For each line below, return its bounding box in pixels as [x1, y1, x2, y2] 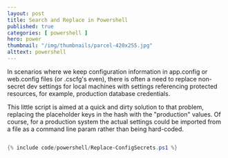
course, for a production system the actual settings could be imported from [7, 117, 222, 126]
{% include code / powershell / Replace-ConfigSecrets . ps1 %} [7, 144, 178, 151]
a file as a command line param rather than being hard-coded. [7, 125, 184, 133]
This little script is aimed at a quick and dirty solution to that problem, [7, 103, 204, 111]
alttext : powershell [7, 49, 67, 56]
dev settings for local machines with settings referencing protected [26, 82, 218, 90]
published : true [7, 23, 54, 30]
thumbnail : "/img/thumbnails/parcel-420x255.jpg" [7, 42, 153, 49]
